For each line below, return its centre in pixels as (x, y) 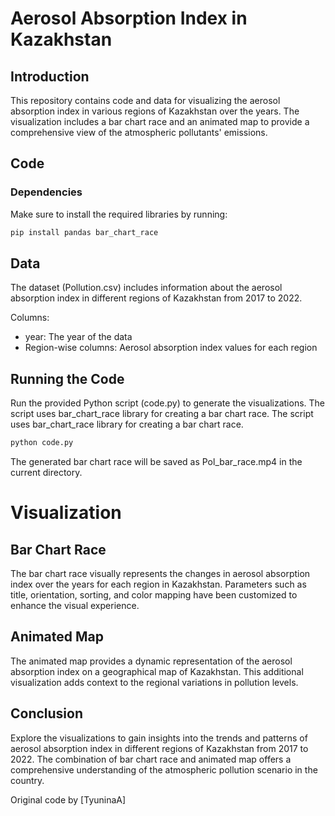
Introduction (50, 76)
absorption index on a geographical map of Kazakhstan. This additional (157, 671)
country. (27, 780)
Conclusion (47, 713)
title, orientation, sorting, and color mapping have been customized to (154, 595)
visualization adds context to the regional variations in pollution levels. (154, 682)
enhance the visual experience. (75, 606)
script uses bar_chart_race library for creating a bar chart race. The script (162, 414)
